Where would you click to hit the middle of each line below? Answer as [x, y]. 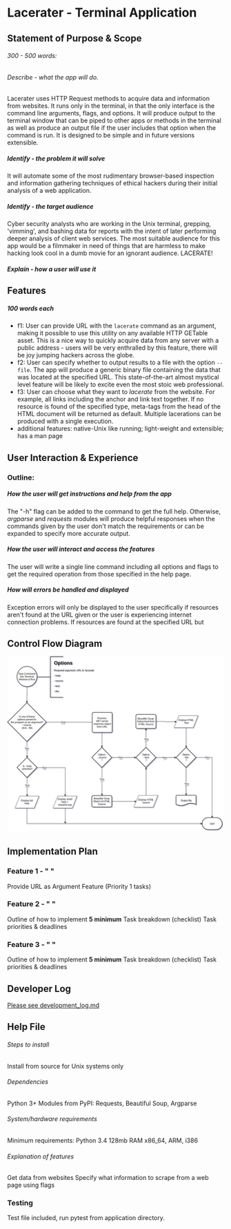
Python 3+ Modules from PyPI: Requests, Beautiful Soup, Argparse [102, 1103]
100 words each [30, 308]
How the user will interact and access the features [81, 549]
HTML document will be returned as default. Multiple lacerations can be [119, 414]
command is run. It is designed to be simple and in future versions [101, 135]
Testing [20, 1203]
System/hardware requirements [52, 1119]
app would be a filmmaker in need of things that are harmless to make [106, 246]
